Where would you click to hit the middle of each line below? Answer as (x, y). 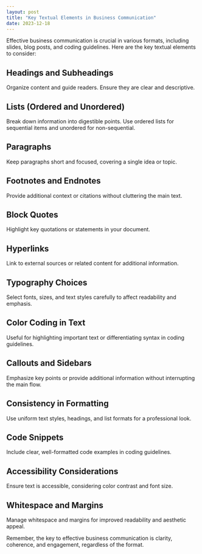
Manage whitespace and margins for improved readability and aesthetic (96, 520)
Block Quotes (32, 215)
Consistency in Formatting (57, 404)
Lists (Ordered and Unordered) (65, 106)
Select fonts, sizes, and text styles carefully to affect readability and (91, 297)
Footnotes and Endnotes (54, 181)
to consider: (21, 54)
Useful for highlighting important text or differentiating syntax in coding (95, 337)
